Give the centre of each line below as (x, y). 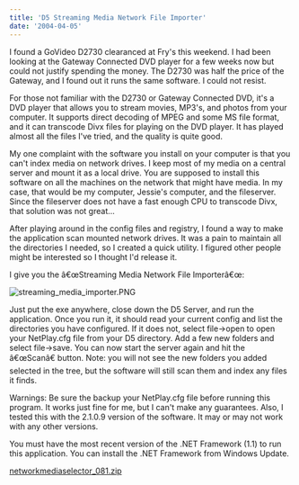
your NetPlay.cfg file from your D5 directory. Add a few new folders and (142, 337)
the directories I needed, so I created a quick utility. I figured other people (145, 247)
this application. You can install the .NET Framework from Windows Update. (149, 453)
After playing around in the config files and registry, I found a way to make (146, 228)
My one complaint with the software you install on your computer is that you (150, 153)
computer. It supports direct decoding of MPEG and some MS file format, (145, 117)
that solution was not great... (62, 211)
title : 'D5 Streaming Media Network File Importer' (108, 18)
